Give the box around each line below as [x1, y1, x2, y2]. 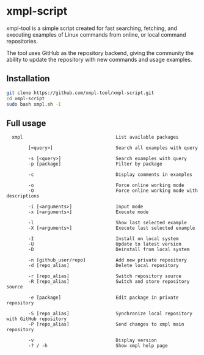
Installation [6, 73, 50, 84]
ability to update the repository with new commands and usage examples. [6, 56, 192, 63]
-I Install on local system [28, 236, 179, 242]
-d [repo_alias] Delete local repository [28, 263, 179, 269]
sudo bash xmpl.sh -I [6, 101, 62, 108]
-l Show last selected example [28, 220, 188, 226]
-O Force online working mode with [28, 188, 199, 194]
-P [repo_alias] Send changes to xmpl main [28, 321, 184, 328]
